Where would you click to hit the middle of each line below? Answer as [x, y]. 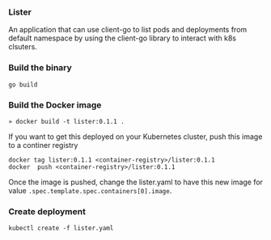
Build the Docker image [55, 105]
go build [23, 84]
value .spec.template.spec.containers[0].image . [90, 190]
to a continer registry [43, 145]
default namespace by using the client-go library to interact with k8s [123, 38]
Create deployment [47, 211]
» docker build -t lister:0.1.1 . [67, 121]
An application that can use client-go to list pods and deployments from [128, 30]
